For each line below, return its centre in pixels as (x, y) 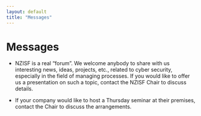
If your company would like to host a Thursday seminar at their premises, (105, 100)
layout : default (26, 12)
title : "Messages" (29, 17)
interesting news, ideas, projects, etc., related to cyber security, (94, 70)
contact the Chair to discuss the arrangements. (73, 107)
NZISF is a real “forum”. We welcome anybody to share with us (92, 63)
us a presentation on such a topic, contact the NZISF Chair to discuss (101, 83)
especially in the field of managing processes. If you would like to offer (102, 76)
